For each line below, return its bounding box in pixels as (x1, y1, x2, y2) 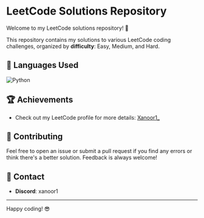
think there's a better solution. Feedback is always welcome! (6, 154, 158, 162)
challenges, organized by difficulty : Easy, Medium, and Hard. (6, 43, 160, 50)
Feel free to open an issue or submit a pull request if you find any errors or (6, 148, 192, 155)
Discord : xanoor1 (15, 188, 59, 195)
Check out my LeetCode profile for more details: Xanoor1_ (15, 114, 160, 121)
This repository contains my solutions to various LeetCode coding (6, 36, 171, 43)
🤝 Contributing (6, 131, 63, 141)
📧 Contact (6, 171, 45, 182)
